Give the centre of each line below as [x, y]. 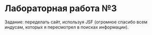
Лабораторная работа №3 [61, 9]
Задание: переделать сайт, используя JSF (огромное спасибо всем [76, 22]
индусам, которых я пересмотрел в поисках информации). [67, 27]
